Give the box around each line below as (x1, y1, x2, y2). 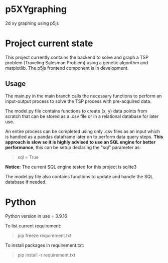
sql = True (17, 154, 39, 160)
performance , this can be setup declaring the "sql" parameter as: (5, 144, 141, 150)
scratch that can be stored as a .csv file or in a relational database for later (5, 113, 159, 119)
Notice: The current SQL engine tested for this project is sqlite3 (5, 164, 137, 170)
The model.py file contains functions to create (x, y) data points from (5, 108, 147, 114)
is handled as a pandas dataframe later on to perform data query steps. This (5, 134, 163, 140)
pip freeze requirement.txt (17, 232, 72, 238)
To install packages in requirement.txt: (5, 242, 84, 248)
